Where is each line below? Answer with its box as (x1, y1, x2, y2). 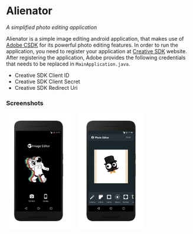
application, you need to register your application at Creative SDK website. (6, 47, 187, 54)
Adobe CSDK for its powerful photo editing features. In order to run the (6, 41, 179, 48)
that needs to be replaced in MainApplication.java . (6, 60, 130, 67)
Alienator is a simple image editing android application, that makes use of (6, 35, 184, 42)
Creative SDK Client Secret (14, 78, 81, 85)
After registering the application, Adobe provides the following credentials (6, 54, 186, 61)
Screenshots (6, 99, 44, 107)
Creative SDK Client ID (14, 71, 70, 79)
